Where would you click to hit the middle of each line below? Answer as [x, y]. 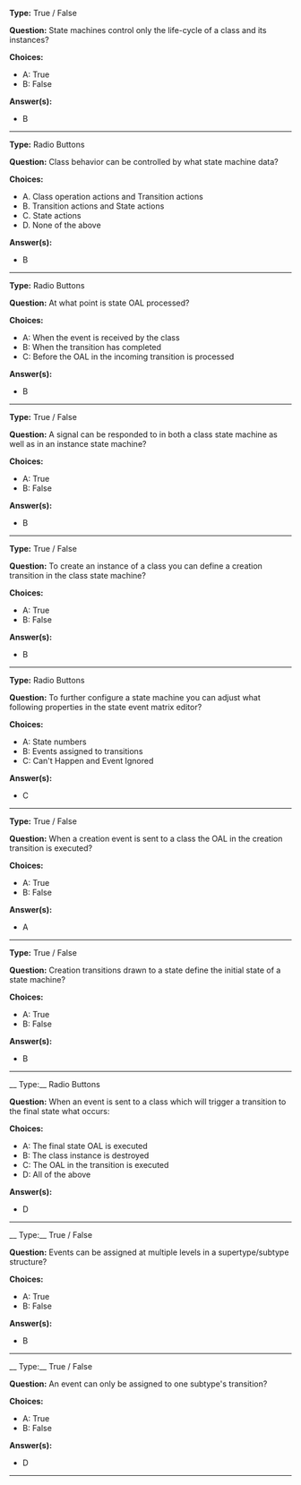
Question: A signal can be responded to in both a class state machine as [143, 434]
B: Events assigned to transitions [82, 751]
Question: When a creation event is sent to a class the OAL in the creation [146, 838]
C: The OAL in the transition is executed [95, 1165]
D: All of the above [56, 1174]
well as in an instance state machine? [78, 444]
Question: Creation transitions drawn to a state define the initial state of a [145, 970]
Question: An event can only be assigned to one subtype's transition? [138, 1384]
